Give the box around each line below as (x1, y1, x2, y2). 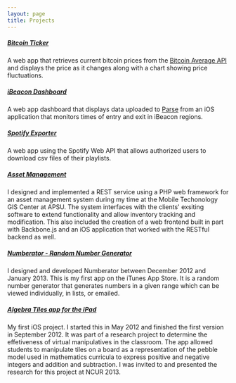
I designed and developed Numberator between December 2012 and (7, 267, 206, 275)
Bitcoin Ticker (7, 39, 49, 47)
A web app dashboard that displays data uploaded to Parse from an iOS (7, 105, 215, 113)
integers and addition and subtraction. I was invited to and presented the (7, 360, 218, 369)
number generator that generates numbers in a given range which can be (7, 282, 220, 290)
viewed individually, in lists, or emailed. (7, 289, 120, 298)
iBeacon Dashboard (7, 87, 67, 96)
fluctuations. (7, 71, 44, 80)
